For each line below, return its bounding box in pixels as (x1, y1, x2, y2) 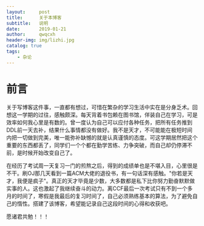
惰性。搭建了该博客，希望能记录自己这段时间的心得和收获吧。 (16, 200, 171, 207)
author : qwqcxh (6, 32, 56, 38)
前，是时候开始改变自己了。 (6, 149, 76, 156)
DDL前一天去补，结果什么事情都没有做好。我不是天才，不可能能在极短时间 (6, 126, 193, 134)
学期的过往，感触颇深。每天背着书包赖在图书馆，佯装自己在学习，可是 (22, 111, 198, 118)
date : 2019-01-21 (6, 26, 67, 32)
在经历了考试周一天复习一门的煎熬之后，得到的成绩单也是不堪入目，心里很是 (6, 162, 198, 169)
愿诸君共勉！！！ (6, 213, 49, 220)
